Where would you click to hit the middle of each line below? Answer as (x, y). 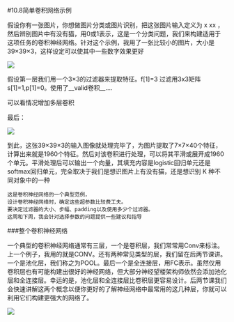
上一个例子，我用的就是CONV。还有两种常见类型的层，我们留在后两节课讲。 (117, 254)
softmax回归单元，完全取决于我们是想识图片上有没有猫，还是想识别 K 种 (111, 171)
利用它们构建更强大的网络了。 (50, 298)
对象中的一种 (31, 180)
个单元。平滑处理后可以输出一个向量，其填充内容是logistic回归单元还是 (109, 163)
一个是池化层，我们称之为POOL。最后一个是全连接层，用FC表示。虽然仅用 (114, 263)
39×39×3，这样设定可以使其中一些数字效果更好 (76, 51)
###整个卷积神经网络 (38, 231)
